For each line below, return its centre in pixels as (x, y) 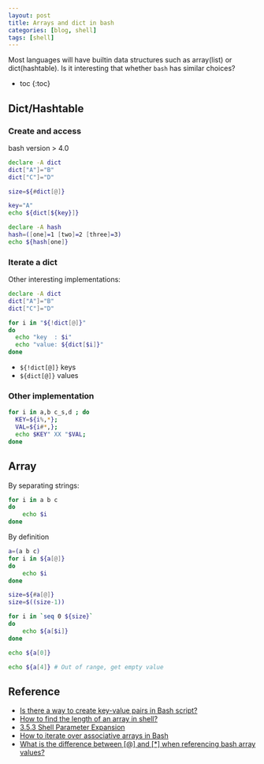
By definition (29, 537)
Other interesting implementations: (64, 279)
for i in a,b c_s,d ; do (49, 412)
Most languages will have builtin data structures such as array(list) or (120, 60)
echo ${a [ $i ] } (45, 631)
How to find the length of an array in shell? (89, 719)
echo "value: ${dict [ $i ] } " (59, 345)
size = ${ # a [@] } (32, 595)
